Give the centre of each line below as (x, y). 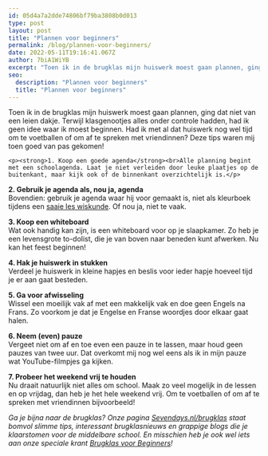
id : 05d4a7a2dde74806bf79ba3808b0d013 (73, 16)
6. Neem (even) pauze (45, 336)
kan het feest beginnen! (47, 247)
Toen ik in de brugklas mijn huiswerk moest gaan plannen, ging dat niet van (132, 112)
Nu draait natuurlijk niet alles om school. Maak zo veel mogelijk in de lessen (132, 385)
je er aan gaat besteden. (48, 280)
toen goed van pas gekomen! (56, 146)
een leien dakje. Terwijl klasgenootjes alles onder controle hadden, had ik (129, 121)
